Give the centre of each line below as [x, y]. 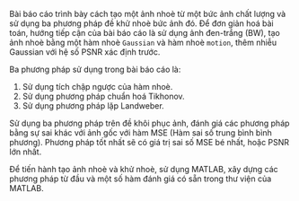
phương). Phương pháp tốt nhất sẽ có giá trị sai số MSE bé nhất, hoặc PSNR [149, 142]
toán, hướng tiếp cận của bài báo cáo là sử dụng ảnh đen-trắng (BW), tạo [145, 33]
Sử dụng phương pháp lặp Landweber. [93, 106]
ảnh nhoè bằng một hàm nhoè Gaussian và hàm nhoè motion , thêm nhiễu [143, 42]
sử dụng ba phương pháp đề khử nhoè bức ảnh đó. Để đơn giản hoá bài [141, 23]
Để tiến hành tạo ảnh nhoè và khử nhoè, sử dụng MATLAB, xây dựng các [144, 169]
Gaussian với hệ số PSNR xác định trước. [85, 52]
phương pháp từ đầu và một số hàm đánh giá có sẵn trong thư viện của [141, 179]
